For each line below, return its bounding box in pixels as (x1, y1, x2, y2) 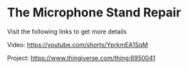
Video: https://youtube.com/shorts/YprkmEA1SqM (7, 40, 149, 49)
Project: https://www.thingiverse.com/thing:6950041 (7, 53, 156, 62)
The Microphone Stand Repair (7, 5, 182, 20)
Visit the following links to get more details (7, 27, 127, 36)
